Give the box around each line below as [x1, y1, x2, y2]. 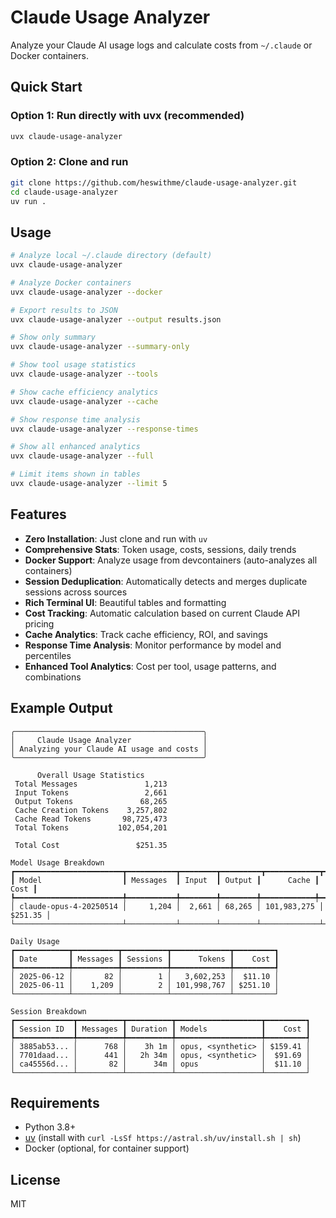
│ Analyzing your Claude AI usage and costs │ [10, 744, 208, 754]
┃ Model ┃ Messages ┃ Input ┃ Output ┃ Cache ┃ [10, 875, 320, 885]
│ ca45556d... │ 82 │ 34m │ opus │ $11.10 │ [10, 1059, 311, 1069]
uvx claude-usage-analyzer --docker [10, 287, 163, 297]
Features [10, 506, 67, 523]
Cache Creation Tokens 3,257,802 [14, 805, 168, 815]
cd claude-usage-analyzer [10, 187, 118, 197]
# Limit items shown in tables [10, 469, 141, 480]
